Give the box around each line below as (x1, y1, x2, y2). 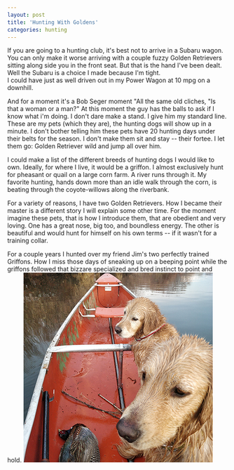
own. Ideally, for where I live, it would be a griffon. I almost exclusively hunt (7, 163, 224, 171)
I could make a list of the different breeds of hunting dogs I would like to (7, 155, 215, 164)
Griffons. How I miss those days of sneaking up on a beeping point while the (7, 257, 228, 266)
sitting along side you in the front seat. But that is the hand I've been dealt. (7, 61, 222, 70)
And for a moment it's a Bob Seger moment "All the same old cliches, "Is (7, 97, 216, 105)
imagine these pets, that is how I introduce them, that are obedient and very (7, 214, 226, 223)
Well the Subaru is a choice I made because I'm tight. (7, 69, 161, 77)
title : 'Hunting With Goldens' (7, 18, 99, 26)
